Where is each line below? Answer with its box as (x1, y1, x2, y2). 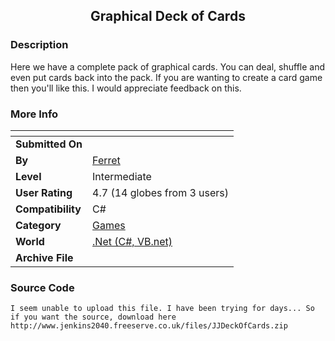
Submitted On (15, 137, 83, 151)
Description (10, 38, 69, 52)
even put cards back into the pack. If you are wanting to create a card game (10, 71, 323, 83)
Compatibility (15, 202, 82, 216)
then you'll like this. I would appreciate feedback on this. (10, 82, 242, 94)
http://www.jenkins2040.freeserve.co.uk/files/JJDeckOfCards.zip (10, 321, 288, 331)
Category (15, 218, 62, 232)
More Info (10, 107, 59, 121)
